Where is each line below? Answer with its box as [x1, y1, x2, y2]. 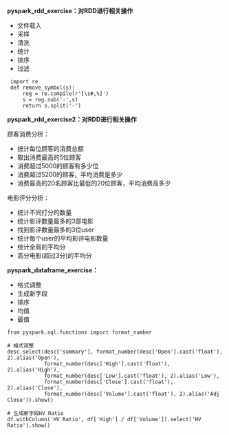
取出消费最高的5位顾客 [17, 153, 82, 161]
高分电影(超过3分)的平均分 [17, 252, 92, 259]
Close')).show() [7, 396, 54, 403]
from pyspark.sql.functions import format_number [7, 329, 153, 336]
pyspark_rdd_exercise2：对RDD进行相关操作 [7, 115, 138, 123]
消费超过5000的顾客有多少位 [17, 162, 99, 170]
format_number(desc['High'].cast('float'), [43, 361, 171, 367]
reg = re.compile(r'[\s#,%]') [22, 90, 109, 97]
